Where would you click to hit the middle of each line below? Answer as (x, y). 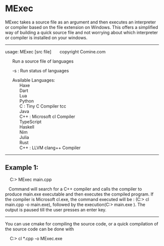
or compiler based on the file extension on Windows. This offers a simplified (82, 27)
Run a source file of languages (43, 61)
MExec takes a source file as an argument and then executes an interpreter (81, 22)
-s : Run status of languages (41, 70)
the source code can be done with (40, 229)
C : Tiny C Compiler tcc (43, 106)
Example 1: (22, 168)
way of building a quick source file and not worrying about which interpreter (82, 32)
